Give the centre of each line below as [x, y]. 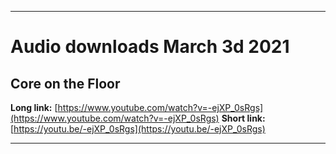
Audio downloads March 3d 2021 [150, 47]
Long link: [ [34, 107]
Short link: [243, 118]
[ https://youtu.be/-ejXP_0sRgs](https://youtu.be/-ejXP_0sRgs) [138, 129]
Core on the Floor [65, 83]
